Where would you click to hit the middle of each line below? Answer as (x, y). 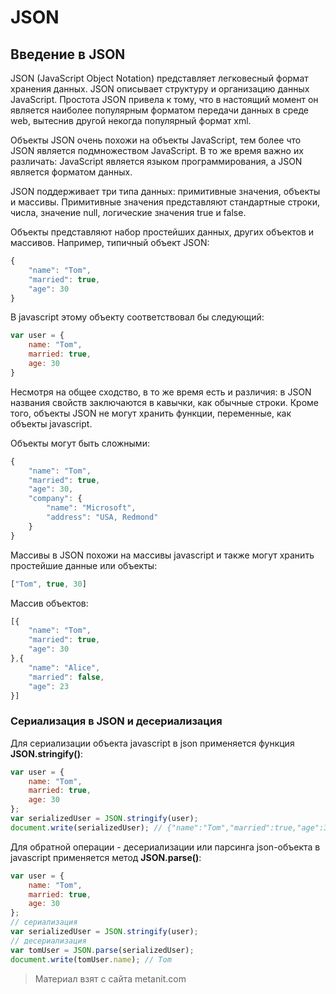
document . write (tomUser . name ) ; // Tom (91, 959)
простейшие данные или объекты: (84, 565)
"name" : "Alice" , (64, 667)
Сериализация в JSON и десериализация (116, 721)
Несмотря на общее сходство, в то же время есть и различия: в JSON (161, 392)
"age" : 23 (49, 686)
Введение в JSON (68, 54)
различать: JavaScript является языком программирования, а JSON (156, 161)
